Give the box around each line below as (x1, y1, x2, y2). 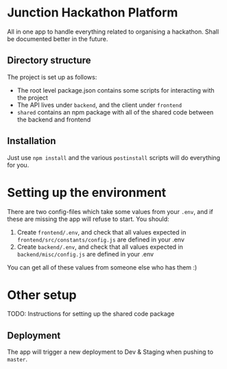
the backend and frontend (16, 115, 91, 123)
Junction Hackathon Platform (7, 5, 178, 21)
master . (7, 355, 27, 364)
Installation (7, 135, 56, 147)
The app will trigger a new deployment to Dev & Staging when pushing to (7, 348, 214, 356)
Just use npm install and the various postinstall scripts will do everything (7, 153, 221, 162)
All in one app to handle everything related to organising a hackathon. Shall (7, 27, 219, 36)
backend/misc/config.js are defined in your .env (16, 250, 154, 258)
